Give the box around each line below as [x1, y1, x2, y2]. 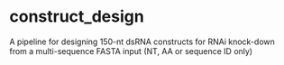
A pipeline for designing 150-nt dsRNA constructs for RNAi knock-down [9, 36, 275, 47]
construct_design [9, 6, 144, 27]
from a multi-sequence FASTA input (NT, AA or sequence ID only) [9, 45, 253, 56]
